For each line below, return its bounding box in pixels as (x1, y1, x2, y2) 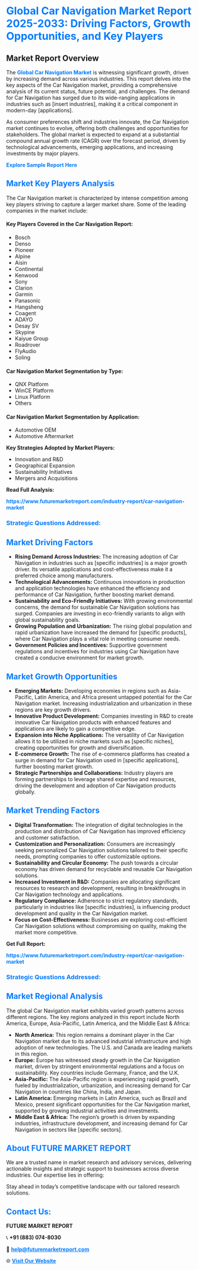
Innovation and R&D (14, 456, 64, 463)
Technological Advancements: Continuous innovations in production (14, 579, 185, 586)
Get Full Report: (6, 940, 46, 947)
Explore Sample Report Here (6, 162, 77, 168)
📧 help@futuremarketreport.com (6, 1246, 90, 1253)
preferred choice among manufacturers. (14, 572, 113, 579)
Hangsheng (14, 303, 43, 310)
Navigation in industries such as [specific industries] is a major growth (14, 559, 187, 567)
